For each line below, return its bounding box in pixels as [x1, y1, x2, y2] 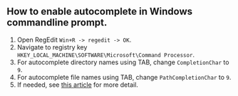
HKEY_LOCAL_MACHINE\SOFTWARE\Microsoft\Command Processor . [16, 50, 195, 59]
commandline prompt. [6, 17, 108, 29]
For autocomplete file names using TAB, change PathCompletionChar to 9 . [16, 73, 232, 81]
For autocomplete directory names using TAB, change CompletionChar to [16, 58, 229, 66]
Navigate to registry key [16, 42, 88, 52]
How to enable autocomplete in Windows [6, 6, 193, 18]
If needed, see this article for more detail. [16, 80, 138, 89]
